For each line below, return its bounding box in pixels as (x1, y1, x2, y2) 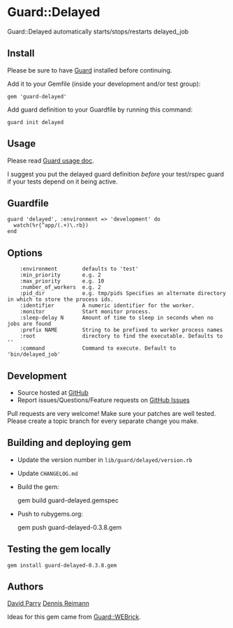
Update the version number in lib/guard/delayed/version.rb (17, 455, 193, 464)
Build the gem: (17, 482, 59, 491)
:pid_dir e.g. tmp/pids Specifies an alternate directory (20, 290, 227, 297)
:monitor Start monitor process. (20, 308, 151, 315)
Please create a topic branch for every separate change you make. (7, 417, 199, 425)
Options (7, 247, 43, 259)
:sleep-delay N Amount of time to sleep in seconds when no (20, 315, 214, 322)
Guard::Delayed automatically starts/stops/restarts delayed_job (7, 27, 189, 36)
